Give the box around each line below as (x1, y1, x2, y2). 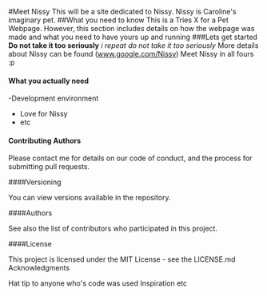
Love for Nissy (19, 109, 68, 119)
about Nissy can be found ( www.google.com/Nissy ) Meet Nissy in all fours (8, 49, 254, 58)
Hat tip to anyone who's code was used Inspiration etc (8, 278, 188, 288)
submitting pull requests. (8, 162, 90, 172)
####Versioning (8, 177, 62, 187)
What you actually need (8, 76, 90, 85)
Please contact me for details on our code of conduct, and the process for (8, 153, 253, 163)
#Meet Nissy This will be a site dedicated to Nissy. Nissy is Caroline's (8, 7, 237, 16)
